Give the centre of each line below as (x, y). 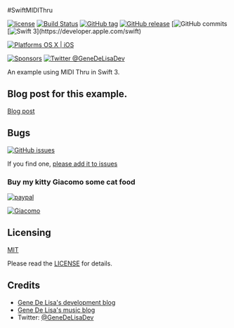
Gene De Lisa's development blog (66, 302)
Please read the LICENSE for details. (60, 263)
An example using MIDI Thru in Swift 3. (64, 72)
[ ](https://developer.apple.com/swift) (74, 31)
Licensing (29, 233)
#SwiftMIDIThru (30, 10)
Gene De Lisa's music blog (56, 310)
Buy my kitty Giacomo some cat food (71, 182)
